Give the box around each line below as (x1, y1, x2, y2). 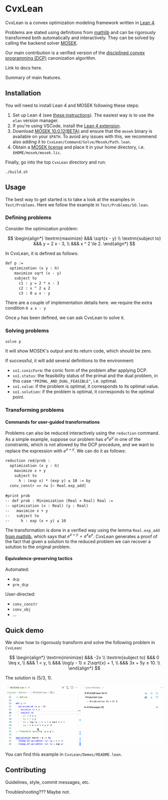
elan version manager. (12, 117, 59, 123)
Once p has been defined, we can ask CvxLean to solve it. (5, 314, 125, 321)
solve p (5, 339, 22, 344)
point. (12, 394, 25, 400)
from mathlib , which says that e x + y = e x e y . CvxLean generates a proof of (5, 532, 158, 539)
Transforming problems (5, 407, 64, 414)
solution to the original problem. (5, 544, 71, 550)
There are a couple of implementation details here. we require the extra (5, 299, 152, 305)
